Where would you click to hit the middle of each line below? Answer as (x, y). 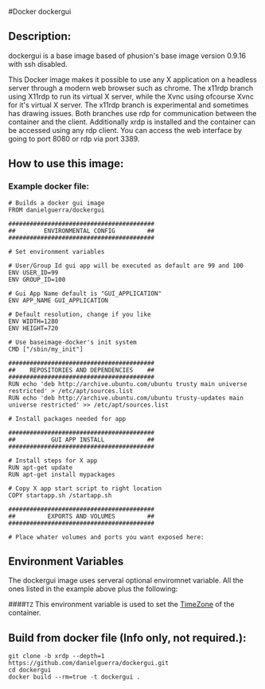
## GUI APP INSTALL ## (82, 440)
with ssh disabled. (38, 64)
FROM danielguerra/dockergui (57, 210)
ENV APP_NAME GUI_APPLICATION (58, 300)
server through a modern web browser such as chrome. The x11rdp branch (131, 88)
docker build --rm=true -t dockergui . (74, 677)
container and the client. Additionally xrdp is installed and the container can (132, 122)
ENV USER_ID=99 (33, 272)
